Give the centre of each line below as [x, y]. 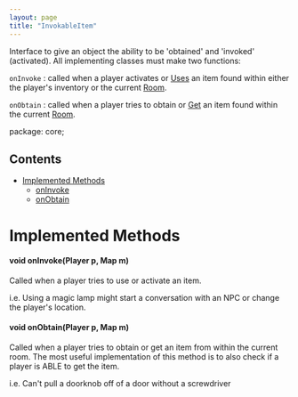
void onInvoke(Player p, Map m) [69, 261]
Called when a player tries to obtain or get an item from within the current [144, 347]
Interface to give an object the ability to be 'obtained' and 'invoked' [132, 51]
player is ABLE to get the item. [64, 366]
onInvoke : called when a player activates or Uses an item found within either [149, 77]
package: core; [37, 131]
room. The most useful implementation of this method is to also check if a [144, 356]
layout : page [33, 17]
